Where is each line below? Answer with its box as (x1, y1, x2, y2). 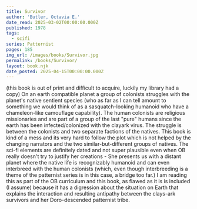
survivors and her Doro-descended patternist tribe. (6, 197, 131, 204)
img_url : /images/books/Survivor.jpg (6, 52, 99, 58)
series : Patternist (6, 42, 54, 47)
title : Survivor (6, 8, 46, 15)
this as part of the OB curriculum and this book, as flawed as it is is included (6, 178, 191, 185)
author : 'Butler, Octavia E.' (6, 14, 81, 20)
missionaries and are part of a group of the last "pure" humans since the (6, 115, 181, 123)
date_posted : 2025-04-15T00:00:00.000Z (6, 68, 104, 74)
